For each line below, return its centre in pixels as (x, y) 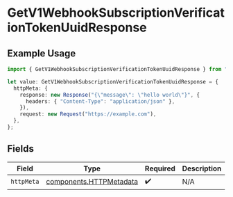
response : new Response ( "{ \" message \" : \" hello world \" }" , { (110, 95)
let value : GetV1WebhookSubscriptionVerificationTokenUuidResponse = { (113, 81)
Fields (21, 149)
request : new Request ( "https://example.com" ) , (88, 114)
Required (160, 168)
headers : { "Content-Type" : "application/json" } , (100, 101)
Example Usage (42, 53)
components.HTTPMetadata (92, 182)
